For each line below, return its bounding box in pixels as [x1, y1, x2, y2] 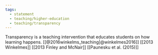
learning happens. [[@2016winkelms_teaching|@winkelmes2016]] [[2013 [5, 39, 154, 45]
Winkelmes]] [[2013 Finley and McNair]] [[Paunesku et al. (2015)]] [5, 44, 139, 50]
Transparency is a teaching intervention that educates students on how [5, 34, 150, 40]
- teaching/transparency [9, 20, 61, 26]
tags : [5, 7, 16, 12]
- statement [9, 12, 35, 17]
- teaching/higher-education [9, 16, 70, 21]
